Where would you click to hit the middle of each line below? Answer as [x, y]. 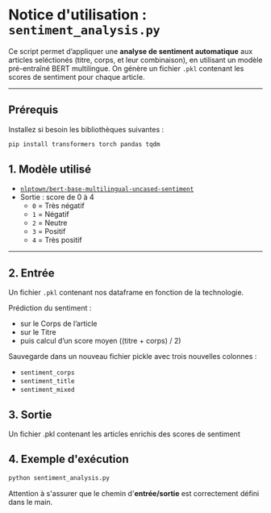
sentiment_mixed [47, 390]
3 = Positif [49, 231]
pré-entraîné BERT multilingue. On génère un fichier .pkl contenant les [126, 68]
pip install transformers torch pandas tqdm [84, 144]
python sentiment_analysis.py [59, 478]
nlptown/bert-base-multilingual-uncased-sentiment [107, 190]
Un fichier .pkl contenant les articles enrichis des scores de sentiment [124, 434]
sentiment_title [47, 382]
